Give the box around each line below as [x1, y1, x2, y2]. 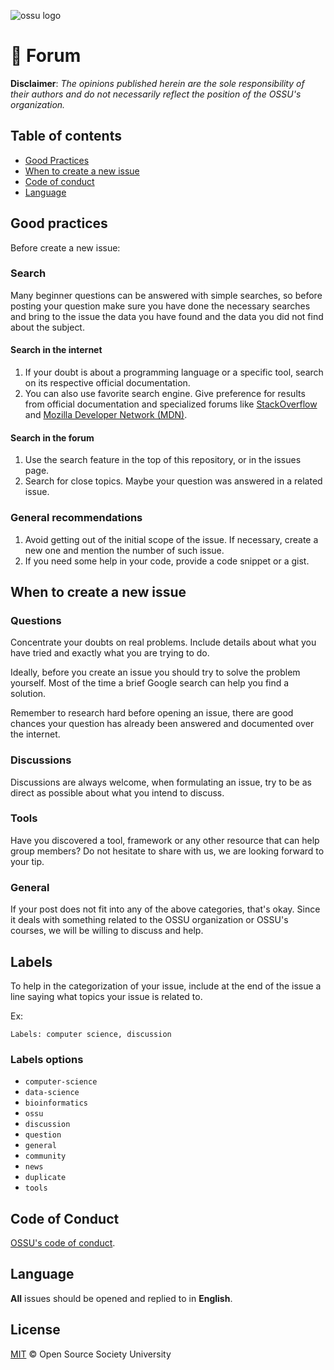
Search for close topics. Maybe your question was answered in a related [24, 475, 323, 487]
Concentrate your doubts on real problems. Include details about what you [10, 636, 317, 649]
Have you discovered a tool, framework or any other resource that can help [10, 834, 320, 846]
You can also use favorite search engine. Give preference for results [24, 388, 306, 400]
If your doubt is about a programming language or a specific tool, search [24, 366, 324, 379]
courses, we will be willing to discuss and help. [10, 925, 204, 937]
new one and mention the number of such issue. [24, 544, 225, 556]
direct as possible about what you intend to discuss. [10, 786, 225, 799]
